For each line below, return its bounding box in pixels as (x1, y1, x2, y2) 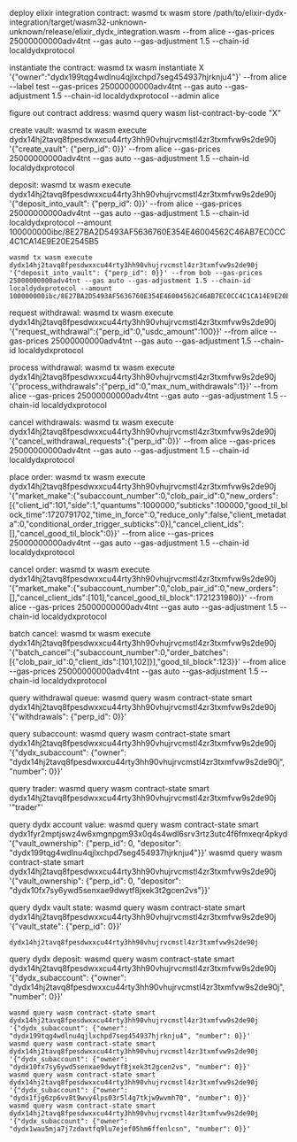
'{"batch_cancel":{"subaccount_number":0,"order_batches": (9, 647, 229, 658)
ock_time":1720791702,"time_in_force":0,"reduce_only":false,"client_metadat (9, 509, 287, 520)
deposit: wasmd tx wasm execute (9, 180, 131, 189)
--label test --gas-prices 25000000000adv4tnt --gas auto (9, 81, 223, 91)
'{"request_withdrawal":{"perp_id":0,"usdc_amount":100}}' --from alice (9, 327, 268, 336)
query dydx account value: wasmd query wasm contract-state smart (9, 819, 259, 829)
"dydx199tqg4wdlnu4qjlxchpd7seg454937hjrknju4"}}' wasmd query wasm (9, 847, 283, 858)
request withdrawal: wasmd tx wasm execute (9, 307, 174, 318)
